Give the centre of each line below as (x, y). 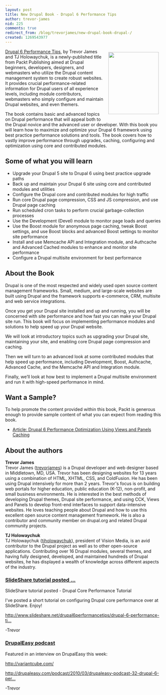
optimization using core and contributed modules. (56, 146)
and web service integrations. (36, 301)
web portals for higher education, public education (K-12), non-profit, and (80, 489)
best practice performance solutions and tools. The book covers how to (79, 135)
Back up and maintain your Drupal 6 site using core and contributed (82, 184)
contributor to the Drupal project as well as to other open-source (71, 546)
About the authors (34, 450)
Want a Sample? (31, 397)
